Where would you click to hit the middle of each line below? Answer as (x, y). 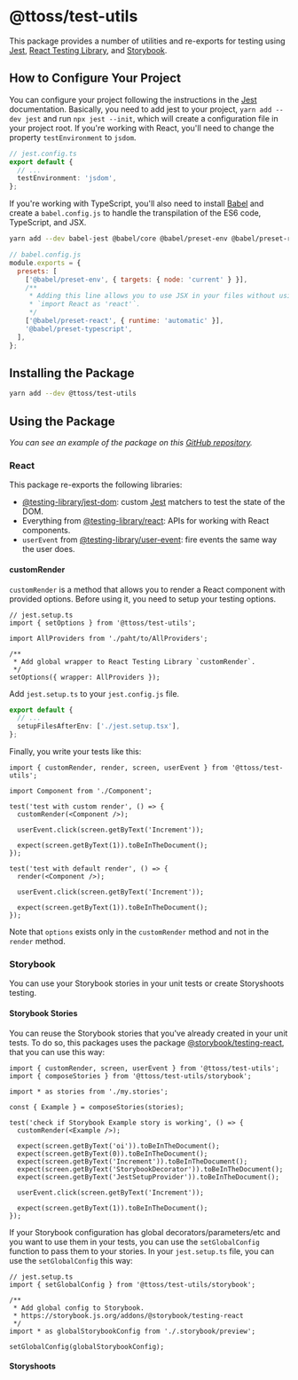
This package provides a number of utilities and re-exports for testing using (147, 41)
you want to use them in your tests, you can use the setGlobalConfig (134, 1242)
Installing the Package (72, 373)
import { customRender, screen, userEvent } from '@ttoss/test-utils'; (144, 1068)
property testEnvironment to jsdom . (73, 137)
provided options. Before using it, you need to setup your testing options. (143, 599)
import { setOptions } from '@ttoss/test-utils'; (103, 623)
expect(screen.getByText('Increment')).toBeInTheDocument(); (133, 1161)
